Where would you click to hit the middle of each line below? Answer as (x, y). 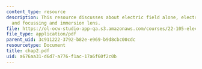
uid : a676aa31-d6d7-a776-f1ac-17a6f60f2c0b (62, 56)
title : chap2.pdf (28, 51)
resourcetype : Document (36, 46)
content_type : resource (36, 12)
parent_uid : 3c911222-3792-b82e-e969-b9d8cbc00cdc (71, 40)
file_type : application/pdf (41, 34)
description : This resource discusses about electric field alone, (93, 17)
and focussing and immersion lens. (56, 23)
